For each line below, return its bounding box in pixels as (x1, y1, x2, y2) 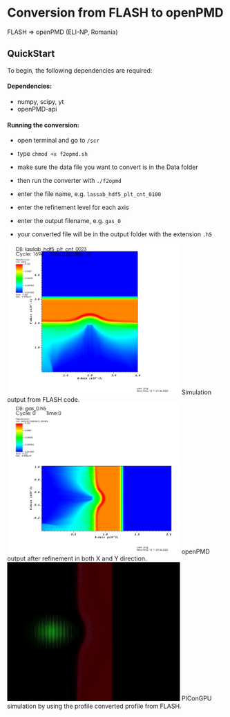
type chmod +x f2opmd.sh (17, 150, 88, 158)
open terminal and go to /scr (17, 136, 100, 145)
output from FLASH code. (7, 395, 80, 403)
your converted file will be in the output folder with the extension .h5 (17, 230, 213, 238)
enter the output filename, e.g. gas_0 (17, 217, 121, 225)
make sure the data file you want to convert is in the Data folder (17, 163, 198, 171)
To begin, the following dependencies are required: (7, 66, 153, 74)
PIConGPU (181, 694, 212, 702)
